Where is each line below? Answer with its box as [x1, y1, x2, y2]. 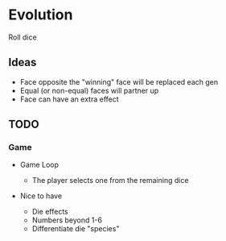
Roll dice [8, 32, 38, 42]
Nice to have [19, 191, 63, 201]
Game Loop [19, 160, 59, 170]
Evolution [8, 6, 73, 24]
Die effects [31, 207, 68, 217]
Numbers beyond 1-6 [31, 215, 103, 225]
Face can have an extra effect [19, 94, 119, 104]
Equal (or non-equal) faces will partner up [19, 85, 159, 95]
